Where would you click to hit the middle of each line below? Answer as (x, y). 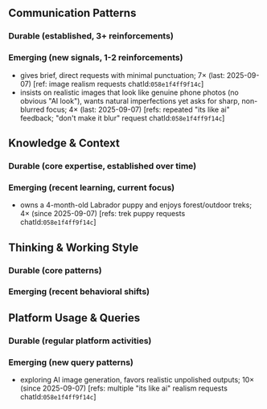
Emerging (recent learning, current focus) (92, 187)
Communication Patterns (72, 13)
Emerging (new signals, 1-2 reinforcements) (96, 58)
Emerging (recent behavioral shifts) (79, 292)
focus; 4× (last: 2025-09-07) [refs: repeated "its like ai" (138, 109)
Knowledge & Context (64, 143)
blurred (32, 109)
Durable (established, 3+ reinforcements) (91, 36)
